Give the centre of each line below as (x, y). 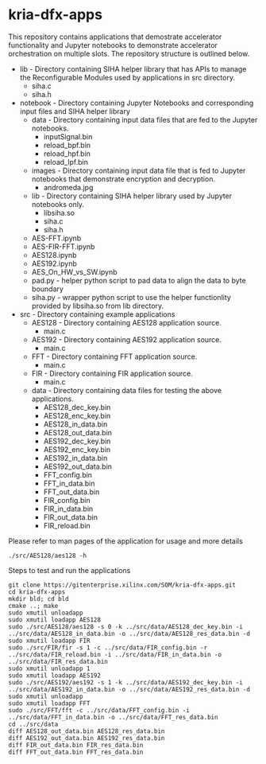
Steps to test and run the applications (69, 570)
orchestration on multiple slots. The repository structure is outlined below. (129, 53)
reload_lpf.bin (66, 162)
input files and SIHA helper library (75, 111)
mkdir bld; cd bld (39, 598)
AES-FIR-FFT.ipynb (63, 246)
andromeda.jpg (68, 187)
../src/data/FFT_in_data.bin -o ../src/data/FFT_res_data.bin (113, 717)
